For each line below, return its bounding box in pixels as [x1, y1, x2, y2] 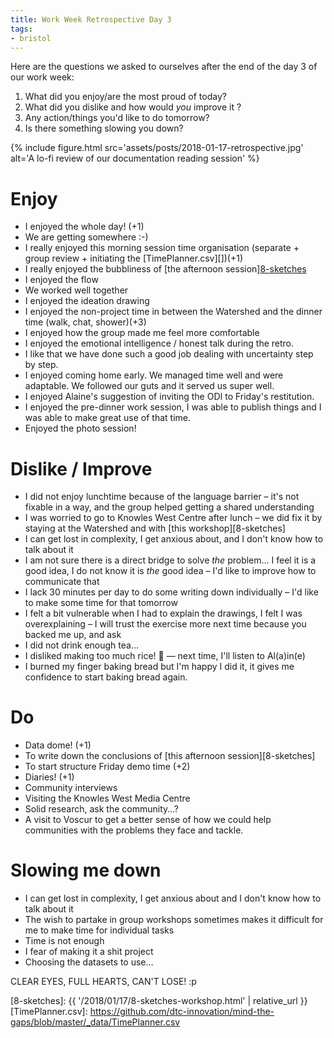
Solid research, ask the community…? [24, 803, 179, 815]
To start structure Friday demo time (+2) [24, 761, 191, 773]
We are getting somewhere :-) [24, 231, 149, 243]
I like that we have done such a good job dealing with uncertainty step [24, 348, 314, 360]
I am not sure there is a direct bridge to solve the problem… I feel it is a [24, 554, 317, 566]
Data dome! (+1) [24, 739, 92, 751]
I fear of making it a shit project [24, 946, 154, 958]
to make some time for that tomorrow [24, 597, 178, 609]
